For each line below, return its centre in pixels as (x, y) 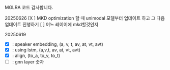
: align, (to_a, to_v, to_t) (36, 56)
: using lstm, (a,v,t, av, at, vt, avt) (46, 50)
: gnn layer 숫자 (28, 62)
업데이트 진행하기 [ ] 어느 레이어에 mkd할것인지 (52, 24)
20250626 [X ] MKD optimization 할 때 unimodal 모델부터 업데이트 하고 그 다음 (85, 18)
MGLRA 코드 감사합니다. (29, 7)
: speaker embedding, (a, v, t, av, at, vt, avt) (58, 44)
